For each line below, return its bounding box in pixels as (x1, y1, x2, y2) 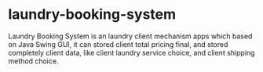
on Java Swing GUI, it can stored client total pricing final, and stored (8, 39, 228, 49)
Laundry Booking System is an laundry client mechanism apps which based (8, 31, 253, 41)
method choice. (8, 56, 59, 66)
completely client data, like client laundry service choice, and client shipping (8, 48, 255, 57)
